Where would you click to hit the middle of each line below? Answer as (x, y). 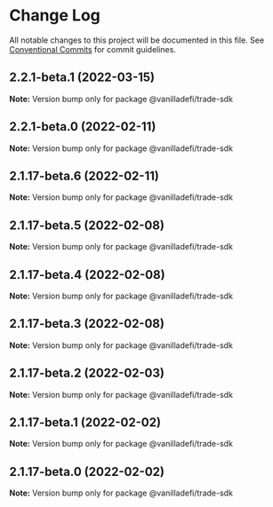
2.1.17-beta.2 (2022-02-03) (87, 373)
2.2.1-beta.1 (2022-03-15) (82, 78)
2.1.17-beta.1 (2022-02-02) (85, 423)
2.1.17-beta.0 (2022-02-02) (87, 471)
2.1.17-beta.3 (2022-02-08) (87, 324)
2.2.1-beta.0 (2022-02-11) (83, 127)
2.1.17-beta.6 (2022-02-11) (84, 175)
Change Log (55, 16)
